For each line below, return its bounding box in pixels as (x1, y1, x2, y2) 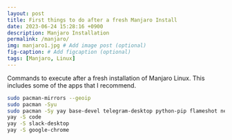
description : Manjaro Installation (7, 29, 110, 37)
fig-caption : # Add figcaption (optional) (7, 49, 131, 56)
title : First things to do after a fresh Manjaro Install (7, 17, 177, 23)
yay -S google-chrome (7, 127, 70, 134)
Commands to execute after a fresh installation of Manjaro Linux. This (7, 74, 205, 82)
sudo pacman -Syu (7, 101, 57, 108)
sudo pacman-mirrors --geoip (7, 94, 91, 101)
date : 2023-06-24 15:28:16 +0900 (7, 23, 104, 30)
